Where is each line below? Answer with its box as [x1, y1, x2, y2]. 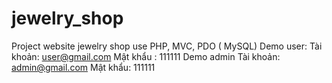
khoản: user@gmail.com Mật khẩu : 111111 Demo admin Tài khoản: [11, 50, 281, 62]
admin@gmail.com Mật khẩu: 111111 [11, 61, 156, 73]
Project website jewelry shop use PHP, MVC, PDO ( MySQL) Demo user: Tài [11, 40, 323, 52]
